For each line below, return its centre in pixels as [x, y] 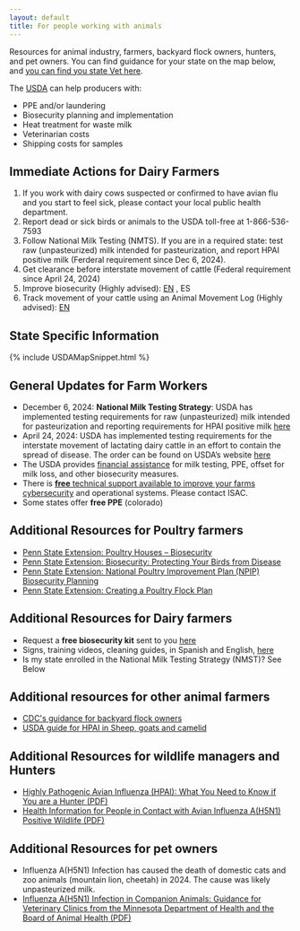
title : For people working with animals [86, 26]
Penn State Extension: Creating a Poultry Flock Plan [117, 590]
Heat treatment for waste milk [77, 124]
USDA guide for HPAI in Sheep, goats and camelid [115, 728]
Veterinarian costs [56, 134]
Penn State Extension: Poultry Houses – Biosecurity [117, 552]
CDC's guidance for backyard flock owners [102, 718]
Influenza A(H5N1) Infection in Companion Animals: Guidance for [141, 899]
